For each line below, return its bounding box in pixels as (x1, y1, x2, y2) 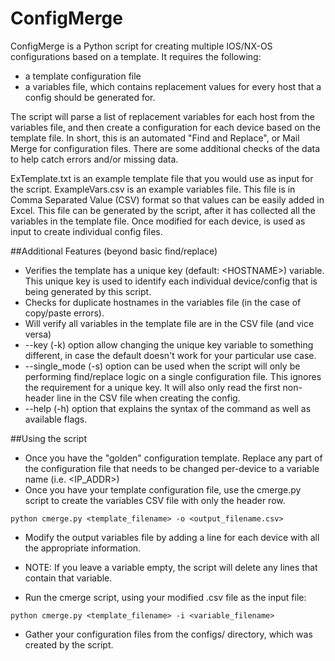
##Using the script (10, 432, 88, 444)
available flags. (24, 413, 88, 425)
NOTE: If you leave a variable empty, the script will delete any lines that (24, 561, 318, 573)
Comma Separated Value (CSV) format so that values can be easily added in (10, 193, 325, 206)
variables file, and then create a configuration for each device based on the (10, 121, 321, 133)
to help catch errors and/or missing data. (10, 153, 179, 165)
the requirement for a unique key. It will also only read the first (24, 381, 281, 393)
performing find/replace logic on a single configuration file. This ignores (24, 370, 322, 382)
